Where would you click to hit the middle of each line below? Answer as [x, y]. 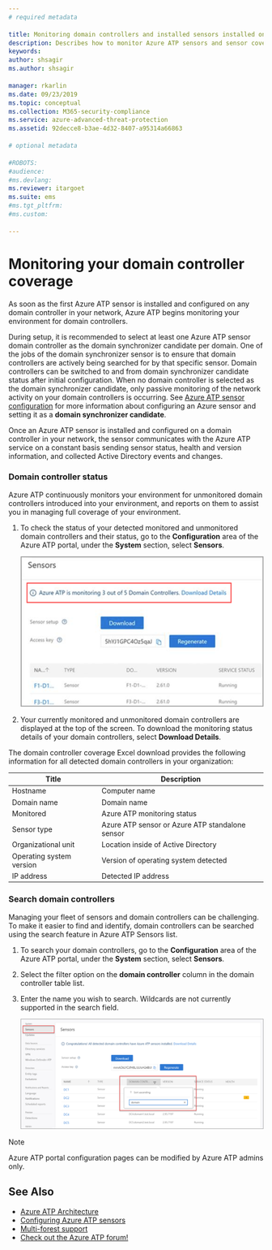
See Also [31, 1192]
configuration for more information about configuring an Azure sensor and [132, 405]
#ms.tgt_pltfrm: [36, 206]
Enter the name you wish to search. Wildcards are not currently [125, 998]
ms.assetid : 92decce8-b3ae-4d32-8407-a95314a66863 [96, 129]
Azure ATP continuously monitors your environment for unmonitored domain [136, 495]
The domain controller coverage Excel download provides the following [127, 752]
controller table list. [52, 983]
